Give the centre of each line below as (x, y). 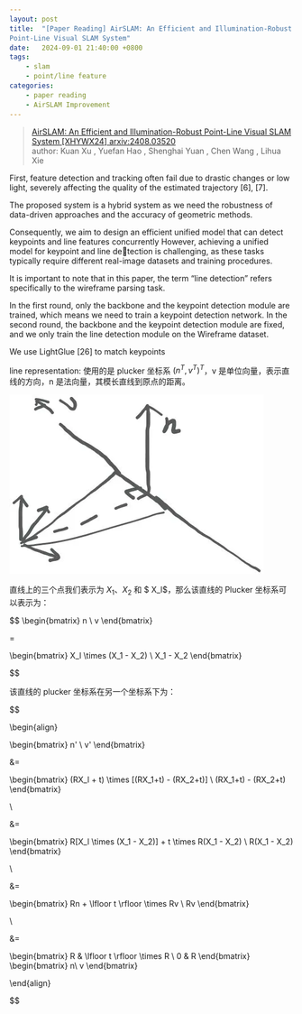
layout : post (34, 19)
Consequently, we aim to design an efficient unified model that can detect (146, 232)
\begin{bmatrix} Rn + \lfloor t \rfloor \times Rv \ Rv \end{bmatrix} (129, 903)
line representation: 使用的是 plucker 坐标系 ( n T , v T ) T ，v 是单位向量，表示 (146, 370)
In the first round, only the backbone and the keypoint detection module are (150, 305)
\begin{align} (34, 727)
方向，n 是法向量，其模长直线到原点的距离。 (108, 382)
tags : (19, 57)
